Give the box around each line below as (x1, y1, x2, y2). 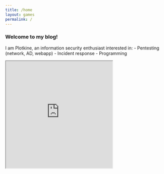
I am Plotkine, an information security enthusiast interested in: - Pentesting (5, 45, 159, 51)
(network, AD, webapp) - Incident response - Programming (5, 50, 127, 56)
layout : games (5, 12, 35, 17)
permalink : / (5, 17, 33, 22)
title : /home (5, 7, 33, 13)
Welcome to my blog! (5, 33, 58, 40)
